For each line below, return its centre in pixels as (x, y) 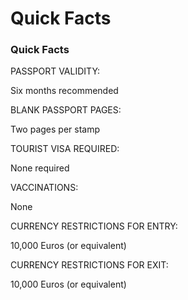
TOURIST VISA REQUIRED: (65, 149)
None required (40, 168)
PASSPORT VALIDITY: (55, 71)
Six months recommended (64, 91)
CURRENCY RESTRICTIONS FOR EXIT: (89, 265)
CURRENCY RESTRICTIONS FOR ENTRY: (94, 226)
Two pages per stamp (55, 129)
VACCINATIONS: (44, 188)
